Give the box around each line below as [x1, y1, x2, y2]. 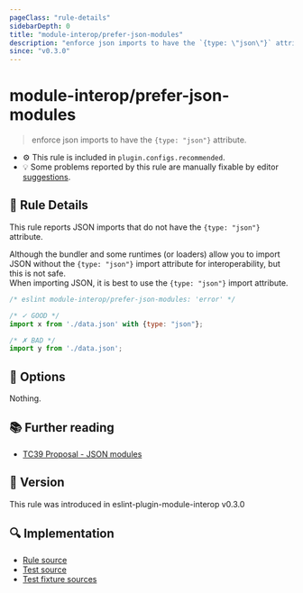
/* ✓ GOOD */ [9, 311, 60, 320]
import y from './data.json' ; [9, 344, 124, 353]
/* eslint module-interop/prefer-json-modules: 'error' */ [9, 295, 236, 304]
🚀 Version [9, 475, 65, 490]
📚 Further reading [9, 420, 115, 435]
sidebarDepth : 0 [9, 22, 70, 31]
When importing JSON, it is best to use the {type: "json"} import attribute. [9, 277, 289, 288]
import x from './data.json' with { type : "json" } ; [9, 319, 204, 329]
